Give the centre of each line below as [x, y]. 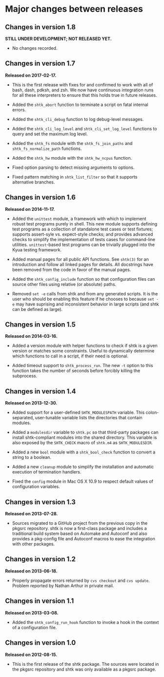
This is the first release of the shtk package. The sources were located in [85, 664]
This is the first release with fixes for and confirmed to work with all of [82, 84]
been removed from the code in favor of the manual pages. [72, 269]
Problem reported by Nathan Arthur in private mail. [63, 585]
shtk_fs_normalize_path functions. [47, 148]
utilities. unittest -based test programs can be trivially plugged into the [83, 245]
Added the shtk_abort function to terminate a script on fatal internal [80, 104]
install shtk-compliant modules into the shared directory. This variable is [84, 437]
